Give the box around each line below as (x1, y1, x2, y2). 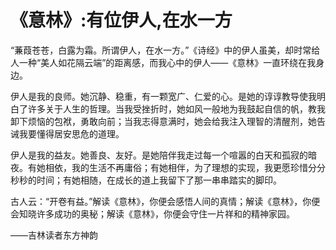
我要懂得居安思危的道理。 (18, 127, 125, 140)
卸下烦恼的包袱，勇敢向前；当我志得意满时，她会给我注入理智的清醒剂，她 (10, 115, 317, 127)
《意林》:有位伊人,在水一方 (10, 9, 233, 32)
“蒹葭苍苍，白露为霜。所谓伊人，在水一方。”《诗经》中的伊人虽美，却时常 (10, 44, 312, 56)
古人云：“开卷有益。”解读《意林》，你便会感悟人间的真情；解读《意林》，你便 (10, 195, 321, 207)
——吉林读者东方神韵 (10, 229, 98, 241)
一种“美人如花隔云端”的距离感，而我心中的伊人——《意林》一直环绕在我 (18, 56, 317, 68)
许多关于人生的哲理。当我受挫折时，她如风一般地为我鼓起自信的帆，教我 (27, 102, 326, 115)
